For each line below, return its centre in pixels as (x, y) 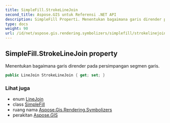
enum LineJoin (28, 99)
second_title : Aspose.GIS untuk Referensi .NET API (61, 15)
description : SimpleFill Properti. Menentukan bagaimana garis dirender (83, 19)
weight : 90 (17, 29)
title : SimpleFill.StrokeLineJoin (42, 10)
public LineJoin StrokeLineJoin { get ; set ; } (55, 75)
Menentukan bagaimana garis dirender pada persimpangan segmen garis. (82, 66)
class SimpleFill (29, 104)
